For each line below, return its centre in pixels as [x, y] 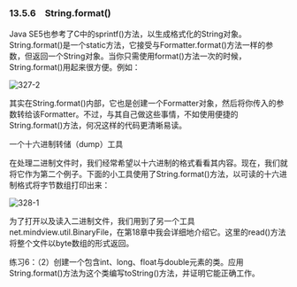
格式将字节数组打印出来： [63, 185]
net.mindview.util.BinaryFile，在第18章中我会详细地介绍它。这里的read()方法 [148, 232]
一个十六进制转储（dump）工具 [66, 144]
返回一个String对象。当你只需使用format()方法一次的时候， [139, 56]
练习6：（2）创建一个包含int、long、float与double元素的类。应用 [127, 262]
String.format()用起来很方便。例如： [75, 67]
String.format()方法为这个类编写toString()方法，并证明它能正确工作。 [135, 273]
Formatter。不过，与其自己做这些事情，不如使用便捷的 [139, 114]
